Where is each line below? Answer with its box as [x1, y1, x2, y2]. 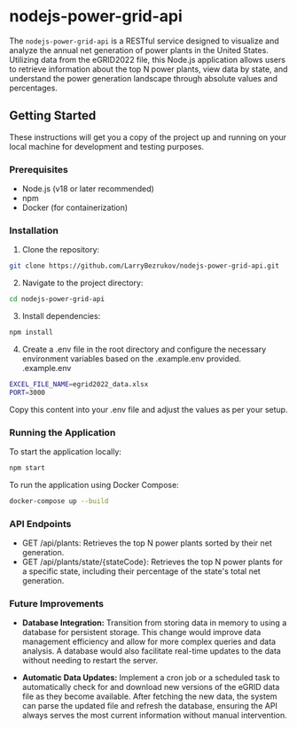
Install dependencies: [21, 311, 101, 322]
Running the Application [9, 426, 116, 438]
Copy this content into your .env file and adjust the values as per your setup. [9, 404, 288, 415]
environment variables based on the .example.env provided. [21, 353, 242, 364]
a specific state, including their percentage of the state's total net [21, 566, 262, 577]
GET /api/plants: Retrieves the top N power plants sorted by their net [21, 538, 272, 548]
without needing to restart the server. [21, 655, 159, 666]
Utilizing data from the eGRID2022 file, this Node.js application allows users [9, 54, 286, 65]
